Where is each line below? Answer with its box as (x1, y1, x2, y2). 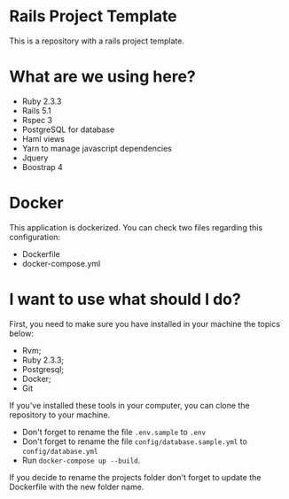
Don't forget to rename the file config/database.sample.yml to (21, 436, 248, 447)
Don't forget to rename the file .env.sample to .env (21, 426, 207, 437)
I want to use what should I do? (9, 290, 241, 309)
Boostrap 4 (21, 161, 64, 172)
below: (9, 328, 34, 339)
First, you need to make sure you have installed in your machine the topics (9, 318, 281, 329)
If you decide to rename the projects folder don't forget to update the (9, 472, 262, 482)
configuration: (9, 231, 60, 242)
